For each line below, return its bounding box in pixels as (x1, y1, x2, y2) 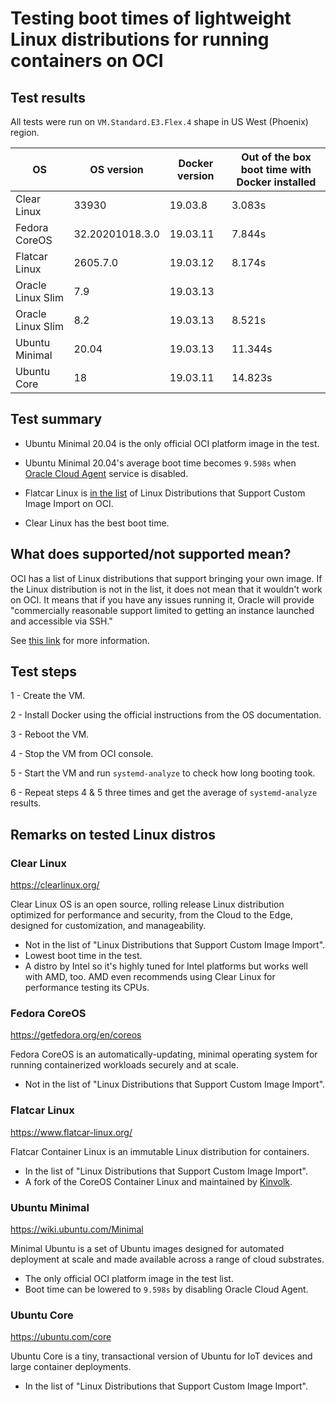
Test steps (10, 663, 78, 681)
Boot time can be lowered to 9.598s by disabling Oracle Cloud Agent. (24, 1283, 309, 1296)
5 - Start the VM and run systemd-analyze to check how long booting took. (10, 767, 316, 779)
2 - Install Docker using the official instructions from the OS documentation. (10, 709, 322, 721)
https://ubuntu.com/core (10, 1331, 112, 1343)
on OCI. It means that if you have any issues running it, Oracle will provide (10, 593, 315, 606)
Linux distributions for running (10, 28, 270, 51)
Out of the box (241, 150, 312, 164)
